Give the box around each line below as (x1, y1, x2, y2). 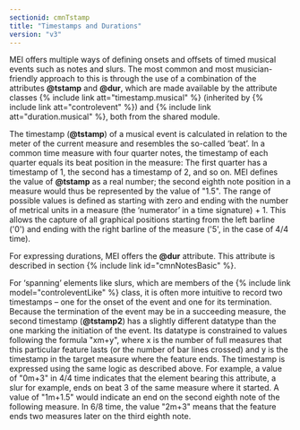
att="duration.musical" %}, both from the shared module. (9, 111, 220, 122)
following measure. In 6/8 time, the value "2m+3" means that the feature (9, 401, 277, 412)
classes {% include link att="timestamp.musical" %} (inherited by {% (9, 92, 264, 103)
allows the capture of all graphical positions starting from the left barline (9, 214, 276, 225)
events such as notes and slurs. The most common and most (9, 64, 235, 74)
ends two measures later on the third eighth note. (9, 411, 192, 422)
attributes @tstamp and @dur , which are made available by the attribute (9, 82, 278, 94)
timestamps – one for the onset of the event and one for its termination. (9, 297, 272, 307)
